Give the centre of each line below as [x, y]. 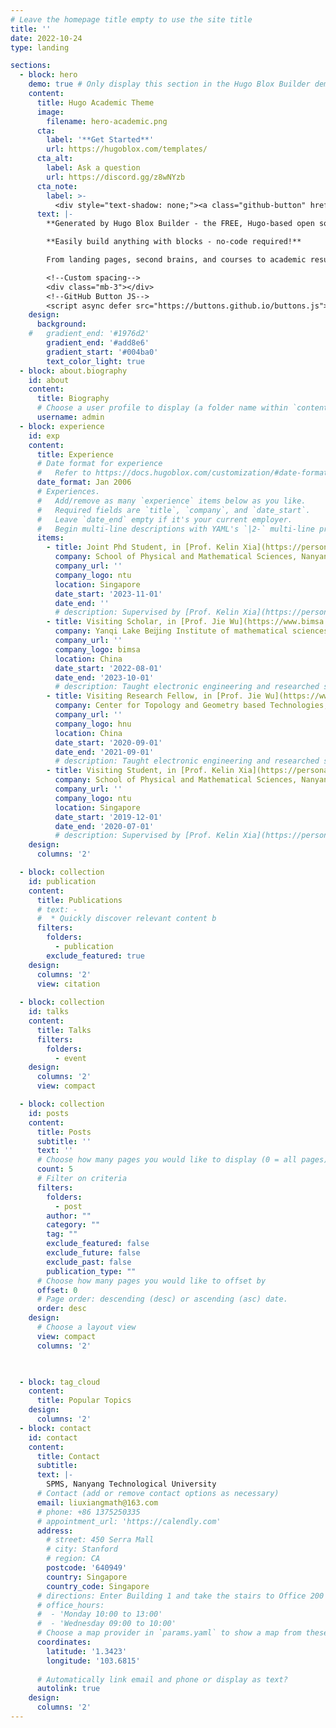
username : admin [70, 417]
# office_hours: [70, 1605]
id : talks [49, 1012]
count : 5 [55, 1169]
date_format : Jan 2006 [84, 482]
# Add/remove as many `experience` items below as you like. [171, 501]
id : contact [53, 1437]
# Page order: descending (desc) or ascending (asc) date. [162, 1299]
